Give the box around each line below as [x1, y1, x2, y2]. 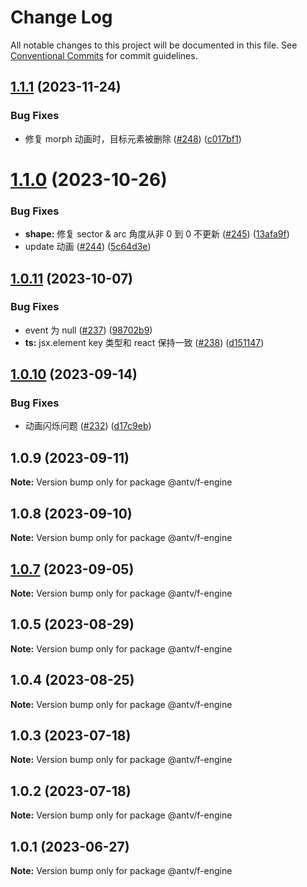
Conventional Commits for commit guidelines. [10, 49, 198, 61]
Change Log [10, 6, 113, 29]
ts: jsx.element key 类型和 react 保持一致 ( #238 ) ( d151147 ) [24, 336, 265, 348]
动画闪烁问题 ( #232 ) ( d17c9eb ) [24, 420, 152, 432]
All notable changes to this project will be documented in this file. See [10, 39, 298, 51]
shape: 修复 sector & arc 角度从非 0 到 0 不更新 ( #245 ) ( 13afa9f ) [24, 228, 290, 240]
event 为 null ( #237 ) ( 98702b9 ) [24, 324, 153, 336]
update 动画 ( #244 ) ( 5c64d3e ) [24, 241, 152, 253]
